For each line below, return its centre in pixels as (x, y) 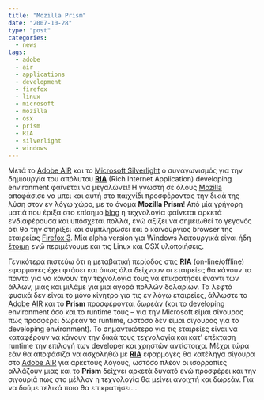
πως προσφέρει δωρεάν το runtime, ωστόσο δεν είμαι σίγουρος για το (124, 321)
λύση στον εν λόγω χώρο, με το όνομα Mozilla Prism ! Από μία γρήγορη (126, 204)
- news (26, 45)
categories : (28, 38)
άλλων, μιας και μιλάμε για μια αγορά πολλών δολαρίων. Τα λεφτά (121, 287)
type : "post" (30, 30)
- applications (40, 74)
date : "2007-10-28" (40, 23)
